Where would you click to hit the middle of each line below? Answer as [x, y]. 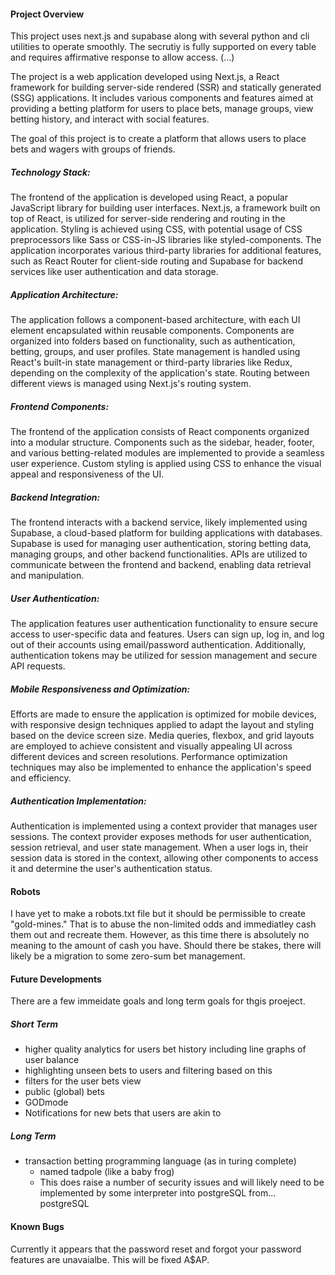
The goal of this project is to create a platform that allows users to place [158, 139]
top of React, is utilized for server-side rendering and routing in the [148, 219]
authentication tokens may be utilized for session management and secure [164, 656]
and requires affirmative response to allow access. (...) [122, 57]
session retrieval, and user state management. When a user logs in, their [159, 847]
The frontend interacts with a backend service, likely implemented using [159, 522]
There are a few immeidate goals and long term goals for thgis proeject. [158, 1001]
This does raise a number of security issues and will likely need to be [182, 1182]
